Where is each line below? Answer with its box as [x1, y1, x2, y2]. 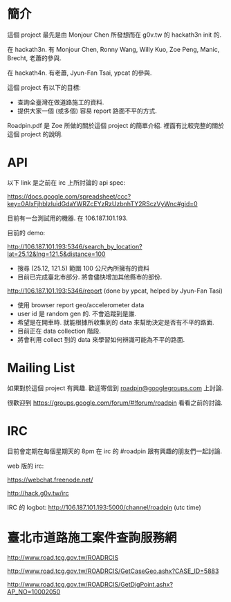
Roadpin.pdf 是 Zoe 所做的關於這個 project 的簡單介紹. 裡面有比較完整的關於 [7, 121, 225, 129]
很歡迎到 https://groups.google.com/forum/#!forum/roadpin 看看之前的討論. [7, 399, 223, 407]
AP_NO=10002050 [7, 587, 61, 596]
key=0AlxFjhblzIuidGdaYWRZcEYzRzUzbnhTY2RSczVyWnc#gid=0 [7, 199, 198, 208]
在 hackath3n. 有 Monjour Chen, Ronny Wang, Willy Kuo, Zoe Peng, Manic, [7, 45, 220, 53]
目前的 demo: [7, 228, 46, 237]
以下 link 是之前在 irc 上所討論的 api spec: [7, 178, 126, 187]
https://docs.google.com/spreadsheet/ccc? [7, 192, 131, 201]
